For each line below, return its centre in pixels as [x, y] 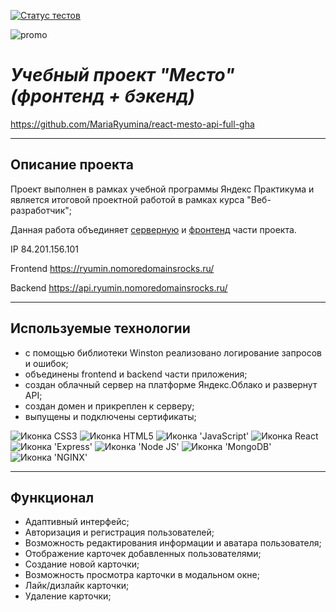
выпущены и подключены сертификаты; [110, 416]
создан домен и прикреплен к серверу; [109, 406]
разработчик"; [41, 210]
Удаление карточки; [68, 596]
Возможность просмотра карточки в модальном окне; [142, 575]
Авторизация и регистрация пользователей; [119, 532]
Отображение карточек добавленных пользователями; [143, 554]
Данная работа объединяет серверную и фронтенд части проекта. [153, 229]
